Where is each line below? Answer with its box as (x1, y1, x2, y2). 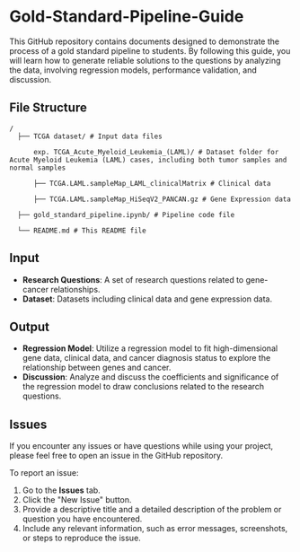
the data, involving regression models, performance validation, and (9, 65, 258, 75)
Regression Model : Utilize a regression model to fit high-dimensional (22, 343, 278, 354)
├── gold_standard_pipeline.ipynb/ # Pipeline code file (17, 210, 235, 219)
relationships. (50, 284, 101, 294)
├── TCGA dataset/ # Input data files (17, 132, 163, 141)
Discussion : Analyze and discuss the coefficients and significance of (22, 372, 279, 382)
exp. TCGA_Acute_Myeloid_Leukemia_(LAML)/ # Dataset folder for (32, 147, 279, 156)
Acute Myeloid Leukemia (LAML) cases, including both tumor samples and (9, 155, 287, 164)
